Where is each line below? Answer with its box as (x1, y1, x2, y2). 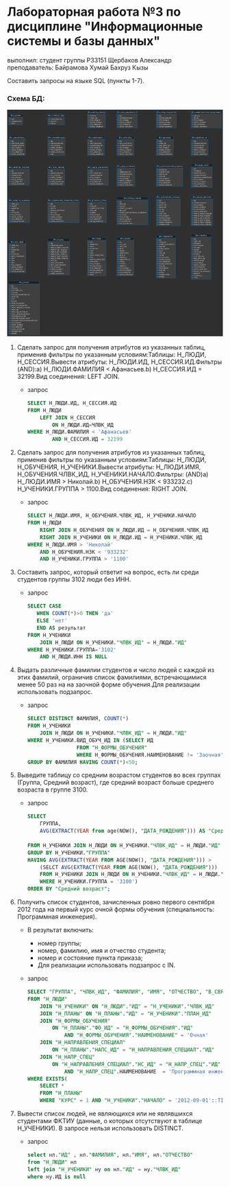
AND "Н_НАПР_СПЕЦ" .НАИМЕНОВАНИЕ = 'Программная (64, 1068, 205, 1075)
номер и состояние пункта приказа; (37, 954, 143, 962)
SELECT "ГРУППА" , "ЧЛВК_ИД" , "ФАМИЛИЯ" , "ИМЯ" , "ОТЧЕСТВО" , (27, 989, 203, 995)
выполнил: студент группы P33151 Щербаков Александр (7, 56, 172, 64)
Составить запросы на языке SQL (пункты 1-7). (7, 76, 145, 84)
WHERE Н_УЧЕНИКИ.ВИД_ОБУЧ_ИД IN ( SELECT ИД (27, 737, 154, 744)
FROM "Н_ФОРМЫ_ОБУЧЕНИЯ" (76, 744, 147, 751)
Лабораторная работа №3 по (7, 4, 181, 20)
